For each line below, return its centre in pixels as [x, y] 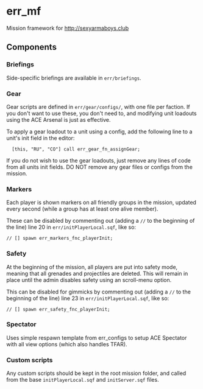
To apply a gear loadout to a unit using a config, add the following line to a [99, 131]
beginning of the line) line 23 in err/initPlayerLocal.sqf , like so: [88, 298]
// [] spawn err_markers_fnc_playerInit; [60, 239]
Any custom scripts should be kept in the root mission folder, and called [96, 373]
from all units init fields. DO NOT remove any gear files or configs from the [100, 167]
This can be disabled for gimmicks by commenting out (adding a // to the [98, 292]
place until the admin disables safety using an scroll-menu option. [89, 280]
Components [31, 47]
